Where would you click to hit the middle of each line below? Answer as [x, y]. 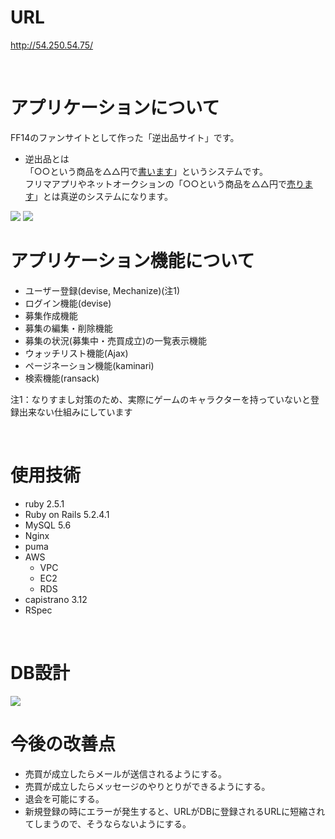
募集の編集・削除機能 [68, 328]
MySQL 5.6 [48, 525]
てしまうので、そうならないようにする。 [108, 823]
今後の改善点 [63, 743]
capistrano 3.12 [56, 599]
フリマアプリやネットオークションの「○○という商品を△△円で [155, 183]
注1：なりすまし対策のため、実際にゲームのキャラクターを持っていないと [161, 399]
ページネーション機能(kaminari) [89, 365]
